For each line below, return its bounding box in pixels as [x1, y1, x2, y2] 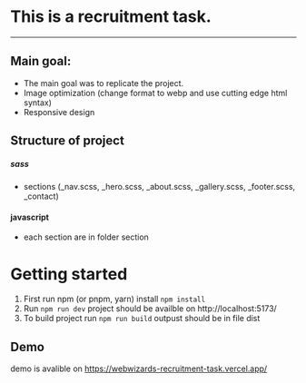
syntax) [23, 97, 53, 108]
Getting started [10, 263, 128, 284]
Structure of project [10, 133, 125, 149]
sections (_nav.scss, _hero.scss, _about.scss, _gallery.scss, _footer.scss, [23, 182, 296, 192]
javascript [10, 211, 49, 222]
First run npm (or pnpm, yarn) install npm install [23, 293, 206, 305]
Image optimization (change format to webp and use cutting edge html [23, 87, 288, 98]
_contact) [23, 191, 60, 201]
